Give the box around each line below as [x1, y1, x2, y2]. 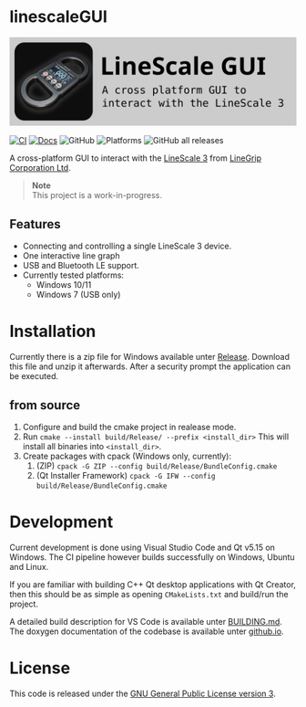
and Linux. [9, 561, 49, 572]
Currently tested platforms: [22, 269, 125, 280]
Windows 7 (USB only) [36, 290, 121, 301]
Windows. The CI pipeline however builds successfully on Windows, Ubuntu [9, 551, 295, 563]
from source [9, 397, 81, 413]
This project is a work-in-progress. [31, 190, 162, 201]
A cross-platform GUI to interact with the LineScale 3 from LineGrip [9, 153, 262, 164]
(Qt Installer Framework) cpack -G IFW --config [36, 470, 216, 481]
